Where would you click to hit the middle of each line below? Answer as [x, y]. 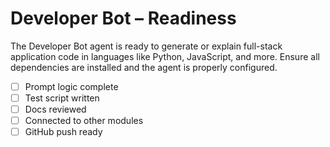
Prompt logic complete [71, 86]
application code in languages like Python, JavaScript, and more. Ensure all [165, 56]
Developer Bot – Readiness [123, 18]
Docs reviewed [55, 109]
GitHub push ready [63, 132]
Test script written [62, 98]
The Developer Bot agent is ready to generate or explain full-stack [146, 46]
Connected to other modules [84, 121]
